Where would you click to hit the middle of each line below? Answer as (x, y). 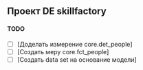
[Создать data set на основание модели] (77, 59)
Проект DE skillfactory (57, 11)
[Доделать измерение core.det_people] (75, 44)
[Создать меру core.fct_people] (63, 51)
